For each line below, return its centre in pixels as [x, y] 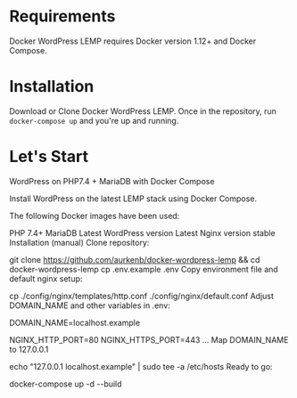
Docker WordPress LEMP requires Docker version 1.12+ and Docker [133, 41]
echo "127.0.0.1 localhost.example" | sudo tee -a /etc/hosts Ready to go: [141, 366]
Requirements [62, 16]
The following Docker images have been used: [95, 215]
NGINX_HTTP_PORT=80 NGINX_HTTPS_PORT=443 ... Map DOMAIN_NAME [149, 339]
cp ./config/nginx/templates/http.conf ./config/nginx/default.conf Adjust [142, 296]
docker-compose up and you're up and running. [94, 120]
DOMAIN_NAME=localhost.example [75, 322]
